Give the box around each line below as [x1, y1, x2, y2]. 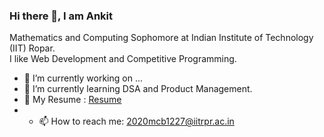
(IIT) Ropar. [9, 42, 56, 54]
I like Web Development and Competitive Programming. [9, 53, 237, 65]
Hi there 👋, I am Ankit [9, 9, 114, 23]
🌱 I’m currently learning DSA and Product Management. [23, 83, 253, 95]
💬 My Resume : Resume [23, 94, 122, 106]
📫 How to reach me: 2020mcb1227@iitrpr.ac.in [38, 115, 235, 128]
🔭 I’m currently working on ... [23, 72, 143, 84]
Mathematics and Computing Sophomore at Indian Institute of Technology [9, 32, 314, 44]
